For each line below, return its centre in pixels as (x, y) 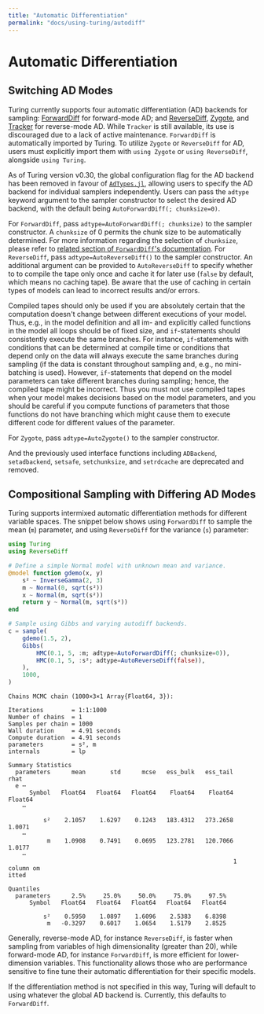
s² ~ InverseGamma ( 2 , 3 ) (63, 580)
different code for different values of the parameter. (92, 422)
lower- (229, 955)
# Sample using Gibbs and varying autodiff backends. (98, 624)
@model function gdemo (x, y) (56, 573)
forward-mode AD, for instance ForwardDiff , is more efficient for (113, 955)
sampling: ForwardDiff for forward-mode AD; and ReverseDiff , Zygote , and (129, 118)
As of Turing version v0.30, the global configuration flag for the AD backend (131, 175)
